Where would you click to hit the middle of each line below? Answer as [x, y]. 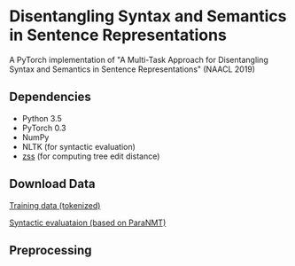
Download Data [52, 184]
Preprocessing [50, 250]
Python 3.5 [42, 118]
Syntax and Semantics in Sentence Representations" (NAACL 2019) [132, 69]
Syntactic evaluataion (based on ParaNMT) [88, 223]
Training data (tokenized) [55, 205]
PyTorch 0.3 [44, 128]
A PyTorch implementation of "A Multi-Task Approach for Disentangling [139, 59]
